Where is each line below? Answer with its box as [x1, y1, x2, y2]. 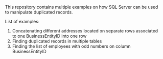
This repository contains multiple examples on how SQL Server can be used [5, 4, 158, 10]
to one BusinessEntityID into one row [12, 33, 87, 39]
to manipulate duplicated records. [5, 9, 73, 15]
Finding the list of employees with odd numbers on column [12, 44, 131, 49]
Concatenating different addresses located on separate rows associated [12, 28, 158, 33]
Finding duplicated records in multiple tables [12, 38, 102, 44]
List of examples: [5, 19, 40, 24]
